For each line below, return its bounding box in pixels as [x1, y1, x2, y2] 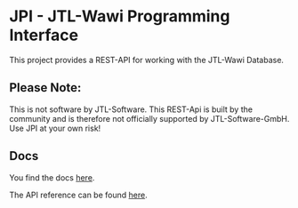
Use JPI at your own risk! [9, 123, 101, 133]
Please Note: [9, 80, 82, 95]
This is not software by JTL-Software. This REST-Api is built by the [9, 104, 254, 115]
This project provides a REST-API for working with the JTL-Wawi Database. [9, 54, 285, 65]
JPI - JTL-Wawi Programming [9, 6, 230, 27]
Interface [9, 25, 78, 45]
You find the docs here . [9, 172, 95, 183]
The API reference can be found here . [9, 189, 149, 200]
